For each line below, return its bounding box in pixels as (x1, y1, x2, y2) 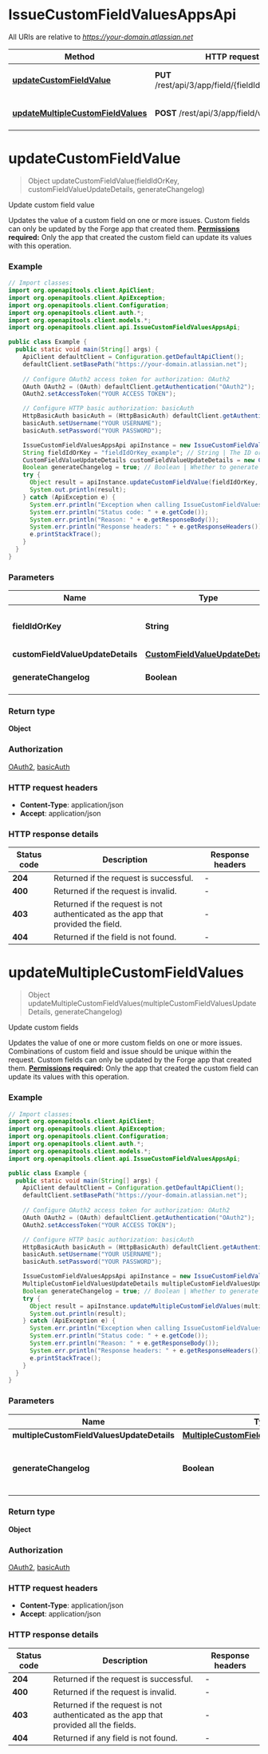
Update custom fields (8, 1023, 79, 1032)
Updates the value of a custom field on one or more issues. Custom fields (8, 215, 250, 225)
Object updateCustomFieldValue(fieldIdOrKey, (27, 176, 179, 185)
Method (64, 50, 96, 62)
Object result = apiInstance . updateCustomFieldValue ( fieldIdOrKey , (29, 478, 259, 487)
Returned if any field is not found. (53, 1732, 178, 1744)
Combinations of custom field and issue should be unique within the (8, 1046, 232, 1056)
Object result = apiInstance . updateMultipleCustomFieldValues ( (29, 1302, 245, 1310)
